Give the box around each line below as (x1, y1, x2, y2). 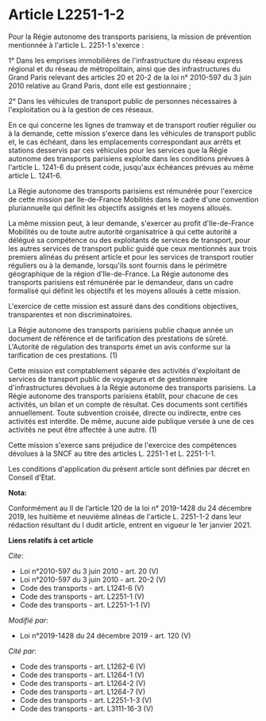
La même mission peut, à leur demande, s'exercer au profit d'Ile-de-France (8, 218, 254, 228)
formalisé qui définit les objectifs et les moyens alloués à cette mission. (8, 286, 241, 295)
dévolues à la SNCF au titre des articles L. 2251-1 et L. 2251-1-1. (8, 449, 216, 458)
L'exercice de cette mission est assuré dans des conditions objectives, (8, 301, 239, 310)
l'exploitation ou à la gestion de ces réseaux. (8, 105, 154, 114)
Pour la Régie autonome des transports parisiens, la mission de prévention (8, 32, 252, 41)
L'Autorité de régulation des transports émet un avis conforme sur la (8, 341, 231, 351)
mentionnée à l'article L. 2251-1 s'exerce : (8, 40, 145, 49)
